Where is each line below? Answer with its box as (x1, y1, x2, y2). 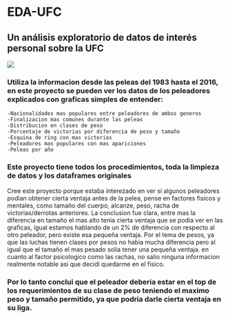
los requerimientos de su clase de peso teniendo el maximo (7, 285, 210, 295)
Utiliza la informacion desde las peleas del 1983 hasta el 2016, (7, 77, 218, 87)
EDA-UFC (7, 4, 62, 20)
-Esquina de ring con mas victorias (7, 134, 112, 141)
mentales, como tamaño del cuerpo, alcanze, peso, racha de (7, 201, 179, 209)
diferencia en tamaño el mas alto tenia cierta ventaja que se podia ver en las (7, 216, 223, 224)
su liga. (7, 302, 32, 312)
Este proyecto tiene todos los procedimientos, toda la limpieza (7, 163, 220, 172)
